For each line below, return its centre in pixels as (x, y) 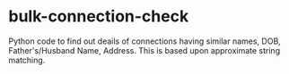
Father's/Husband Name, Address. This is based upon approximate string (144, 50)
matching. (27, 60)
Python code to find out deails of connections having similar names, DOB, (145, 41)
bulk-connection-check (99, 16)
